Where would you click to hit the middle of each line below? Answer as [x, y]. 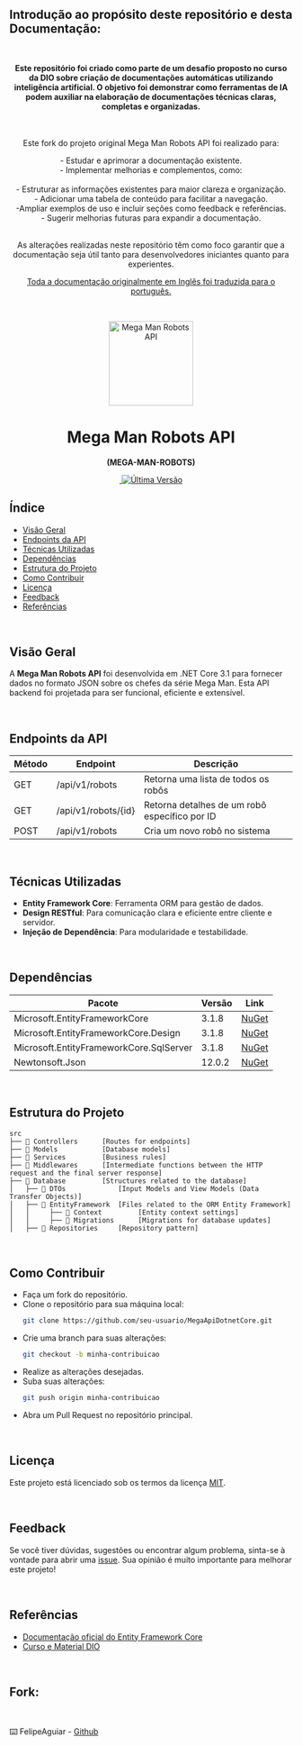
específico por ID [180, 816]
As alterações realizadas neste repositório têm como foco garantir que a [151, 245]
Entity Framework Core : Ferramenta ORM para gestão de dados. [142, 903]
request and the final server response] [86, 1173]
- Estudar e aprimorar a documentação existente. [151, 160]
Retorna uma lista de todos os [206, 779]
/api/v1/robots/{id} [96, 811]
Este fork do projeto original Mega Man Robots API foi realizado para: [151, 142]
